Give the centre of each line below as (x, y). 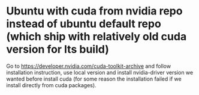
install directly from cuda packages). (52, 85)
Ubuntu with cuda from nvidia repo (94, 11)
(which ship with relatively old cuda (97, 37)
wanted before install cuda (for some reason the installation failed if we (94, 79)
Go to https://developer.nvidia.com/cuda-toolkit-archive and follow (89, 66)
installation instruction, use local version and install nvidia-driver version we (100, 72)
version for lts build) (58, 50)
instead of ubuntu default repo (84, 24)
